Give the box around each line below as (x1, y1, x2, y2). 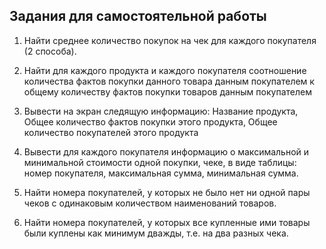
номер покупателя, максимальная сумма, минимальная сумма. (23, 167, 299, 179)
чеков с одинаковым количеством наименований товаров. (23, 197, 277, 209)
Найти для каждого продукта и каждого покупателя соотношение (23, 64, 307, 76)
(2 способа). (23, 45, 77, 57)
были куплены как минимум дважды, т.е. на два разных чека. (23, 227, 289, 239)
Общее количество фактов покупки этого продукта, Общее (23, 115, 278, 128)
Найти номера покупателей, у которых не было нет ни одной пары (23, 186, 311, 198)
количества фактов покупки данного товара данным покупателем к (23, 75, 315, 87)
